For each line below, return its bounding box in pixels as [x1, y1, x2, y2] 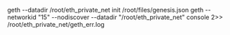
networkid [7, 13, 36, 21]
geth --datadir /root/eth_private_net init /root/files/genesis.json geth [7, 6, 204, 14]
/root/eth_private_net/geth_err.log [7, 21, 105, 28]
